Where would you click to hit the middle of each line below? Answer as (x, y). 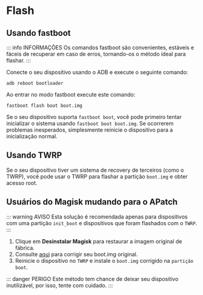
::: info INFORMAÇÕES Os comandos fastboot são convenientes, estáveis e (100, 47)
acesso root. (22, 183)
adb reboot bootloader (35, 83)
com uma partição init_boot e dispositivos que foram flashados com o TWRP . (102, 223)
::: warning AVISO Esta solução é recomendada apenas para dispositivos (97, 217)
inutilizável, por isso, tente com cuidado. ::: (60, 285)
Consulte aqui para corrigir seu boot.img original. (76, 254)
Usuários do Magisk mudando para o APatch (92, 202)
